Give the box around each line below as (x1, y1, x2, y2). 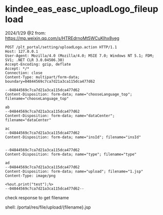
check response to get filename (5, 194, 70, 200)
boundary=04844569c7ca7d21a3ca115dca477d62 (5, 79, 95, 84)
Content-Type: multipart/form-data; (5, 74, 80, 79)
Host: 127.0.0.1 (5, 49, 38, 54)
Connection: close (5, 70, 43, 75)
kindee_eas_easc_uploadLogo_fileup (5, 3, 159, 15)
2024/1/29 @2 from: (5, 30, 46, 36)
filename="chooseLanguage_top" (5, 96, 69, 101)
